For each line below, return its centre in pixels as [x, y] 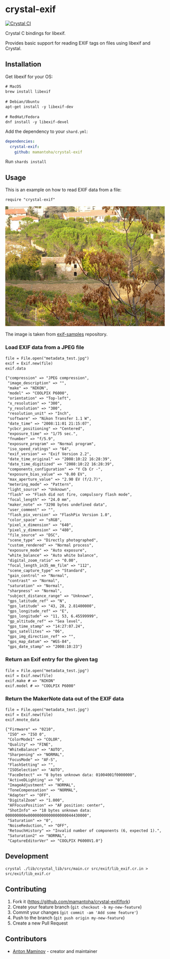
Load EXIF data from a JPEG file [45, 347]
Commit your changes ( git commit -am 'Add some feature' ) [75, 912]
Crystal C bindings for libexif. [35, 33]
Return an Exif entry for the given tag [52, 659]
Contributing [26, 889]
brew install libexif [28, 91]
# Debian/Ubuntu [22, 102]
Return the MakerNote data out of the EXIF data [65, 698]
